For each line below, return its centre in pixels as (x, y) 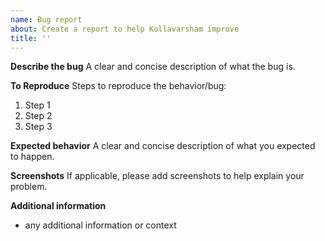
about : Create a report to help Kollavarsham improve (125, 29)
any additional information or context (100, 225)
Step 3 (38, 127)
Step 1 (37, 105)
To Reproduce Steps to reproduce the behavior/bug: (118, 86)
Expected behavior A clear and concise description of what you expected (163, 146)
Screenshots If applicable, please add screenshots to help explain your (157, 176)
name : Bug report (46, 19)
